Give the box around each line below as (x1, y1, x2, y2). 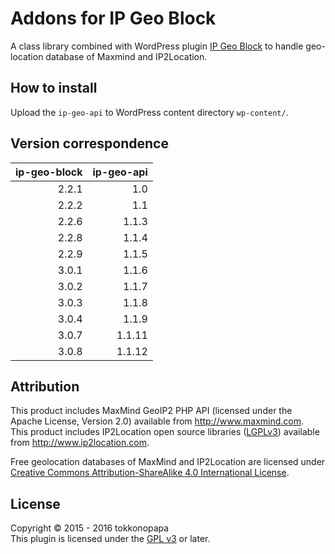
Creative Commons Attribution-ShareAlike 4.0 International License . (10, 467, 290, 479)
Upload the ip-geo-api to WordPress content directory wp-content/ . (10, 106, 289, 118)
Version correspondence (10, 135, 169, 152)
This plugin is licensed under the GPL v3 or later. (10, 533, 211, 545)
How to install (10, 80, 98, 97)
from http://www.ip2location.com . (10, 437, 150, 449)
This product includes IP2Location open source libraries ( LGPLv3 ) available (10, 426, 320, 438)
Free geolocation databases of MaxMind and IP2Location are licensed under (10, 456, 326, 468)
